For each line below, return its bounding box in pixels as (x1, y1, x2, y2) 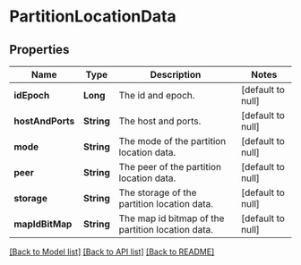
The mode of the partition (118, 135, 227, 147)
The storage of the (118, 186, 197, 199)
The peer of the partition (118, 161, 222, 173)
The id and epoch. (118, 90, 195, 101)
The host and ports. (118, 115, 202, 127)
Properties (9, 42, 70, 57)
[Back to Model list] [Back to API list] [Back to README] (9, 246, 215, 257)
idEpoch (13, 90, 50, 101)
